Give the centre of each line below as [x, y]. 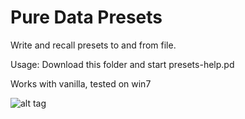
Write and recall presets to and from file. [93, 45]
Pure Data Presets [86, 17]
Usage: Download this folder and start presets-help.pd [122, 64]
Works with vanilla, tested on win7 [81, 83]
